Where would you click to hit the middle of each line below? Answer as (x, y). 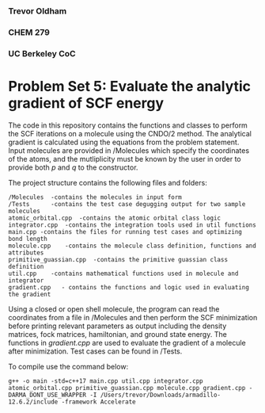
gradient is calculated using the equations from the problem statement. (124, 142)
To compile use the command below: (68, 366)
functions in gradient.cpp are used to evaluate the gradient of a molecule (127, 342)
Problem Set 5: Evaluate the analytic (130, 86)
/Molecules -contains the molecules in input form (95, 197)
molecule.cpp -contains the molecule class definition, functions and (132, 246)
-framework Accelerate (98, 402)
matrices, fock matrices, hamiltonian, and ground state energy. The (117, 334)
